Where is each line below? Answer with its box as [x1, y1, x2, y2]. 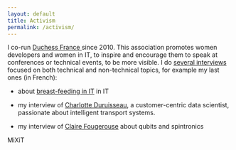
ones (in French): [7, 73, 58, 82]
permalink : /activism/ [7, 23, 75, 31]
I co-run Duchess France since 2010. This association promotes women [7, 43, 218, 52]
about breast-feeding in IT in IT [17, 87, 109, 96]
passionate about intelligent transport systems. [17, 108, 156, 117]
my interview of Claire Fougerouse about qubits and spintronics [17, 122, 204, 131]
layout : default [7, 10, 55, 18]
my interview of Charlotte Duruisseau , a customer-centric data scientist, [17, 101, 230, 109]
